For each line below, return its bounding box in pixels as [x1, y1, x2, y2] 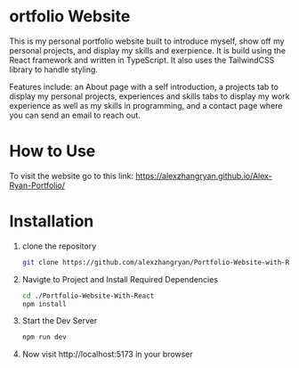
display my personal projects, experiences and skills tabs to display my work [9, 91, 291, 102]
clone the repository [21, 241, 97, 251]
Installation [9, 211, 94, 232]
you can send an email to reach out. [9, 110, 141, 120]
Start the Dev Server [21, 315, 98, 326]
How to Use [9, 141, 96, 161]
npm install [21, 299, 67, 308]
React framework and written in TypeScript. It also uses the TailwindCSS [9, 54, 275, 65]
